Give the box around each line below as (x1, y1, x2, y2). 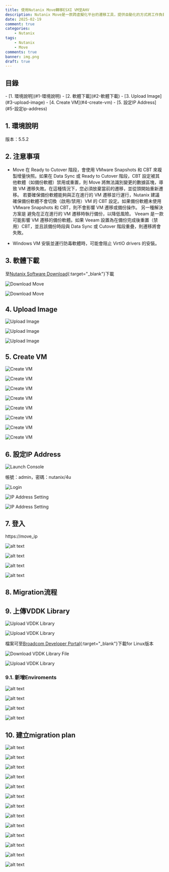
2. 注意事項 (5, 152, 40, 161)
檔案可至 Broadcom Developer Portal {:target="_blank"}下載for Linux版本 (5, 640, 154, 646)
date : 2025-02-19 (5, 17, 42, 22)
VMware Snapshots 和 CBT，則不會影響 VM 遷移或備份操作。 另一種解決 (12, 204, 163, 210)
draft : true (5, 59, 30, 64)
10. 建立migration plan (5, 731, 76, 739)
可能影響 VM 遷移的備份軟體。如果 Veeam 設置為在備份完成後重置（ (12, 217, 154, 223)
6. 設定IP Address (5, 450, 61, 459)
